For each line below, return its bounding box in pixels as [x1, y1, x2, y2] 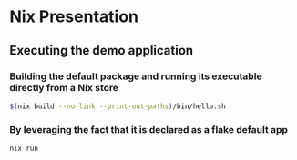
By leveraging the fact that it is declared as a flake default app [9, 123, 289, 135]
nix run [9, 144, 39, 154]
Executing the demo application [9, 43, 194, 58]
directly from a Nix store [9, 81, 119, 94]
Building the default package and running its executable [9, 70, 262, 83]
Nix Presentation [9, 6, 139, 27]
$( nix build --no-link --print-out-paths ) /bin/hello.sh [9, 102, 226, 111]
